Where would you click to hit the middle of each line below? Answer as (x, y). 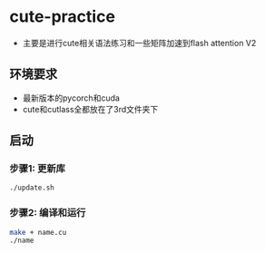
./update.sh (32, 188)
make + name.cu (38, 232)
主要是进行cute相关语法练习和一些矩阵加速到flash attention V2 (139, 43)
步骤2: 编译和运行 (48, 213)
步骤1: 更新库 (38, 169)
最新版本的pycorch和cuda (71, 98)
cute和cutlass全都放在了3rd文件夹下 (90, 109)
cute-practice (63, 17)
